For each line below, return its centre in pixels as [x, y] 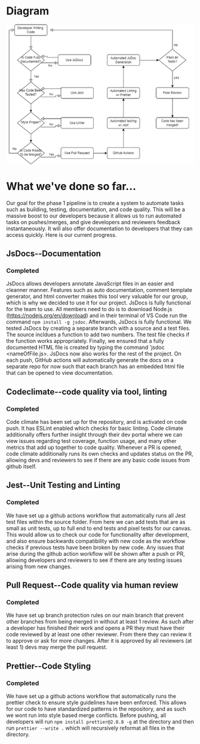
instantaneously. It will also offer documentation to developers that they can [99, 228]
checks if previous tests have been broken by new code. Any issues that [95, 547]
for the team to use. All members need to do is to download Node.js [89, 309]
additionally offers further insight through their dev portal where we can [94, 434]
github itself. [21, 466]
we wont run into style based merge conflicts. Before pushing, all [86, 715]
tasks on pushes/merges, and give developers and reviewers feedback [93, 222]
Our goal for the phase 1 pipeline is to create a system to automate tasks [95, 203]
